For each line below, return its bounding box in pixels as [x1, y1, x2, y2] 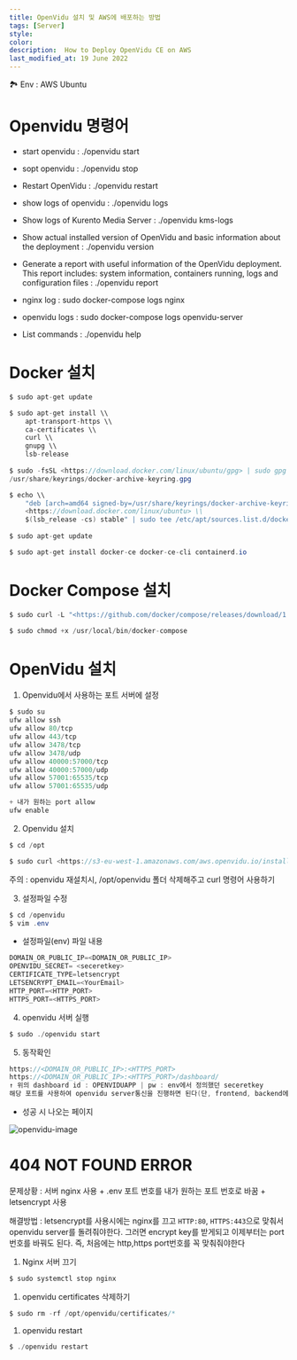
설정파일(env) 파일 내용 [21, 936, 103, 947]
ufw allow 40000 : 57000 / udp [9, 765, 109, 774]
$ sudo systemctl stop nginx [9, 1274, 117, 1283]
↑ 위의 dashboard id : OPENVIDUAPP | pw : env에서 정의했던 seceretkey [9, 1081, 263, 1090]
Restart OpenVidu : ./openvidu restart [21, 180, 158, 191]
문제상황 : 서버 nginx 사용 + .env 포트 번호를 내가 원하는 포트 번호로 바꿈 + [9, 1185, 266, 1196]
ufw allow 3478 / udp [9, 748, 81, 758]
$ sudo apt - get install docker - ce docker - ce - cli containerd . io [9, 547, 247, 557]
